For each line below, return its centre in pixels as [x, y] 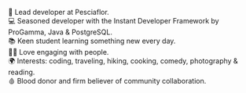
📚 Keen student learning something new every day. [92, 41]
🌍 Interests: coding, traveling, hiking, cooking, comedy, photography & [123, 61]
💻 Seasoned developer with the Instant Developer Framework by [114, 21]
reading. [22, 72]
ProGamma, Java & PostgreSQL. [60, 32]
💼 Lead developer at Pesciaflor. [59, 12]
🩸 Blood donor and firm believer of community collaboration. [107, 81]
